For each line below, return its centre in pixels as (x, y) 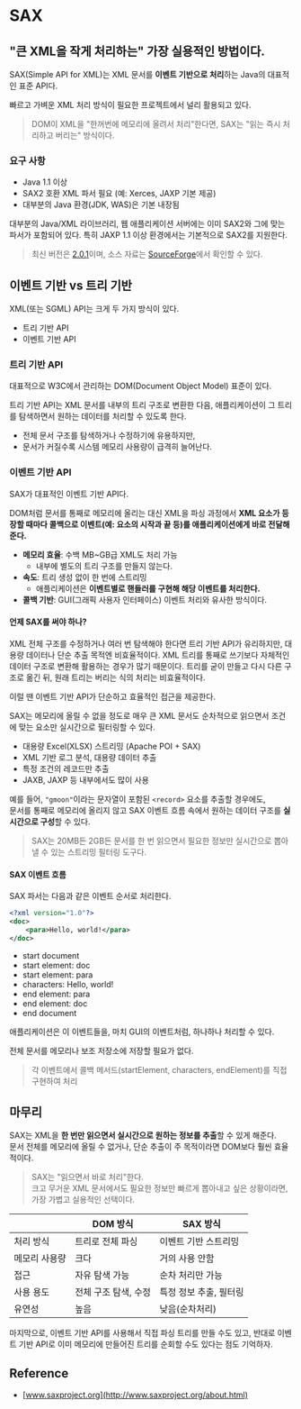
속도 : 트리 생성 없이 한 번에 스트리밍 (84, 577)
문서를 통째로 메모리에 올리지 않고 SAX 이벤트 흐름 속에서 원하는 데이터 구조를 (145, 810)
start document (51, 955)
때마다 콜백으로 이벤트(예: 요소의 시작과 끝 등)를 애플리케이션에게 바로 (146, 524)
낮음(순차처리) (188, 1309)
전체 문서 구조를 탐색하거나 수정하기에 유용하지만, (109, 436)
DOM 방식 (113, 1224)
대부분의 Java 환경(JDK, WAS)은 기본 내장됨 (101, 205)
